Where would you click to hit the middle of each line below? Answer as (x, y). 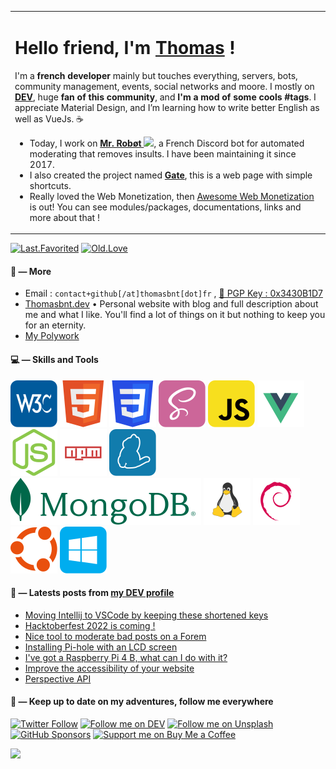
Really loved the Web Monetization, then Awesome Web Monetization (172, 196)
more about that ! (64, 217)
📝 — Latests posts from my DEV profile (92, 593)
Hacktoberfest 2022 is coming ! (90, 625)
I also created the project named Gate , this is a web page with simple (171, 175)
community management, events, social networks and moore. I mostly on (164, 86)
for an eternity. (55, 325)
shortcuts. (50, 185)
